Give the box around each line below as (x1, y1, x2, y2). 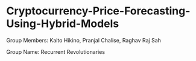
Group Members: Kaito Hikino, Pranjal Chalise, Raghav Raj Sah (6, 36, 162, 44)
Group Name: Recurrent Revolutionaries (6, 48, 106, 55)
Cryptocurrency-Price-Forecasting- (6, 4, 191, 18)
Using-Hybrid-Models (6, 17, 119, 30)
